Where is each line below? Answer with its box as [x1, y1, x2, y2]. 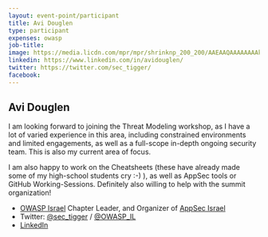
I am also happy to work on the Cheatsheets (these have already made [8, 163, 241, 172]
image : [8, 49, 30, 57]
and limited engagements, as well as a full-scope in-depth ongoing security [8, 139, 257, 148]
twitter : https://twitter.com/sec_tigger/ [8, 64, 152, 72]
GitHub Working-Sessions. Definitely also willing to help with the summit [8, 180, 246, 189]
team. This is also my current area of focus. [8, 147, 152, 156]
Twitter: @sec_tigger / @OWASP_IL [19, 212, 136, 222]
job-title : [8, 41, 45, 49]
